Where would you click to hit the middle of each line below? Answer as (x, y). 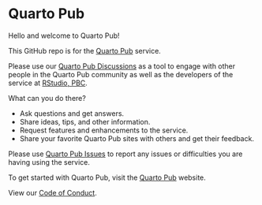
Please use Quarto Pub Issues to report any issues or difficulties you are (125, 154)
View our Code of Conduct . (52, 192)
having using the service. (49, 162)
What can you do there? (47, 98)
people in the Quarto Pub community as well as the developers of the (121, 74)
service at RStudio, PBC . (48, 83)
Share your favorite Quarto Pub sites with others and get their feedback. (137, 138)
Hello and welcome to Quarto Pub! (64, 35)
